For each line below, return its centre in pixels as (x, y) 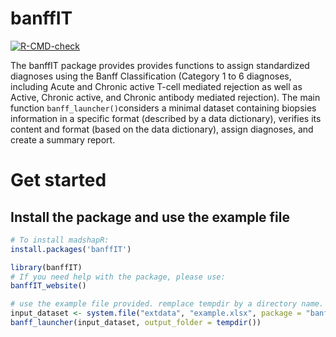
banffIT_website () (48, 286)
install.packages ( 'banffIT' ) (71, 249)
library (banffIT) (46, 267)
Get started (58, 180)
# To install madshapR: (60, 240)
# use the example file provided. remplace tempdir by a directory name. (167, 304)
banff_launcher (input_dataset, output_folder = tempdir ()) (136, 323)
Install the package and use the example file (150, 217)
